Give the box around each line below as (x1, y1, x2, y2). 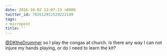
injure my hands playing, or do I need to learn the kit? (5, 45, 116, 51)
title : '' (5, 26, 26, 31)
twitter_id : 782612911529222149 (5, 12, 73, 17)
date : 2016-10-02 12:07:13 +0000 (5, 7, 76, 12)
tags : (5, 16, 17, 21)
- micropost (5, 21, 30, 26)
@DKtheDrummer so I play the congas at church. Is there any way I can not (5, 39, 162, 45)
